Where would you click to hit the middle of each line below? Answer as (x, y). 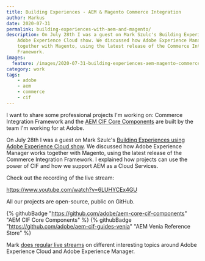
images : (16, 58)
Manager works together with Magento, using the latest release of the (94, 153)
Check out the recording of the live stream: (60, 178)
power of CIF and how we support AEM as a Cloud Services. (82, 165)
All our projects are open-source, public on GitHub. (71, 201)
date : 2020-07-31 (28, 23)
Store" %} (19, 233)
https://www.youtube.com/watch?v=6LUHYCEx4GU (72, 189)
